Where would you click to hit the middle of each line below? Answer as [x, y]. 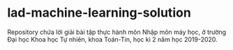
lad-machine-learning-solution [99, 13]
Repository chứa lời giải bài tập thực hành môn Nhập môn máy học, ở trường [117, 32]
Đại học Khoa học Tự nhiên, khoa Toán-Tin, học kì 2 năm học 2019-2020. [112, 39]
